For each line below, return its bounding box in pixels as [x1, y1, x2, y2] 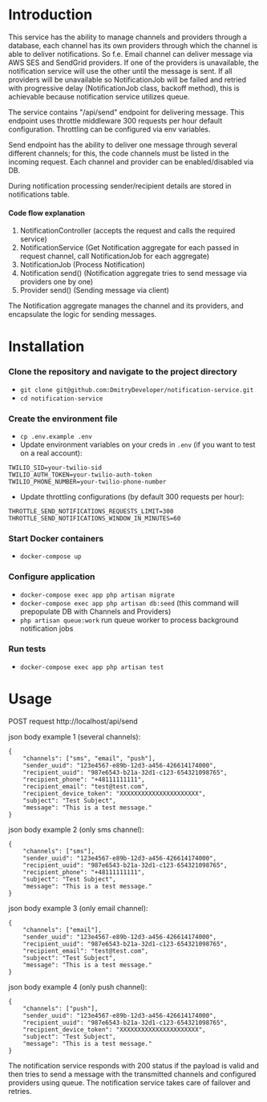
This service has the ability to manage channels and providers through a [8, 32, 247, 42]
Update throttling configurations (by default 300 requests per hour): [19, 492, 245, 501]
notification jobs [19, 623, 74, 633]
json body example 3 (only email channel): [8, 903, 148, 913]
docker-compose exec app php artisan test [19, 663, 164, 671]
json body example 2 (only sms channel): [8, 824, 144, 834]
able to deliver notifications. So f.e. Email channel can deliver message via [8, 49, 253, 59]
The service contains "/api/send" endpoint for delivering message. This [8, 107, 245, 117]
